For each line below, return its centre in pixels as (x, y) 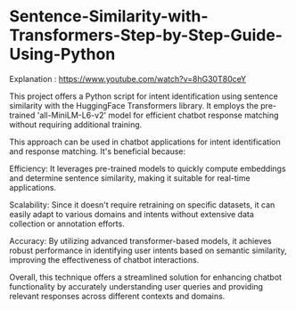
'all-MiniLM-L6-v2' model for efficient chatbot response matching (158, 115)
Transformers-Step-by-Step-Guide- (146, 35)
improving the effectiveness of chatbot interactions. (104, 259)
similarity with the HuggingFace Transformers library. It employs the (134, 105)
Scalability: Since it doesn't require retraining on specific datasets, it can (142, 204)
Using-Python (62, 54)
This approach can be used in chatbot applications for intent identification (145, 142)
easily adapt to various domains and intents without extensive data (132, 214)
